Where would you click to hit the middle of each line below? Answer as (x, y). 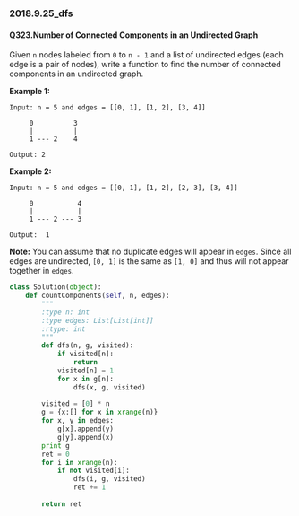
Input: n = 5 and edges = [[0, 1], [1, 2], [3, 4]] (107, 108)
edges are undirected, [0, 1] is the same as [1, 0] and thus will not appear (149, 261)
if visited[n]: (85, 354)
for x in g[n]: (85, 379)
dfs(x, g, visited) (109, 387)
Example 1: (30, 92)
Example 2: (30, 171)
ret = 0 (56, 454)
